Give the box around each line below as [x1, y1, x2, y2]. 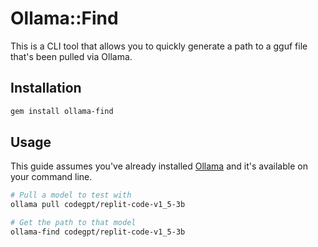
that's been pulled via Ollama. [10, 50, 133, 62]
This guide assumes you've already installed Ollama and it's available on [10, 160, 308, 172]
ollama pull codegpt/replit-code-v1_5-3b [10, 200, 186, 210]
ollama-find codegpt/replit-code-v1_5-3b [10, 227, 186, 237]
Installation [10, 80, 82, 97]
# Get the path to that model [10, 218, 137, 228]
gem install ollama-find [10, 106, 114, 116]
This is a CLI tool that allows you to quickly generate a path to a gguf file [10, 40, 308, 52]
